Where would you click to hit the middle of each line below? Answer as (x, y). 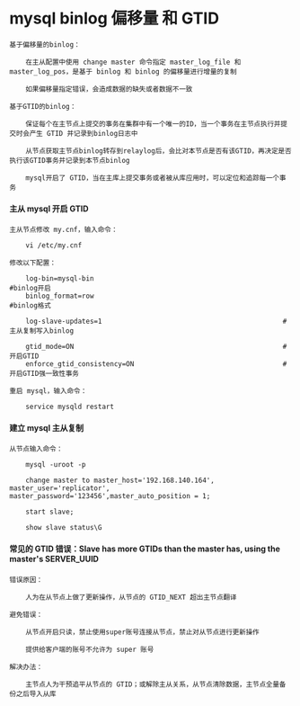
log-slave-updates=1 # (156, 322)
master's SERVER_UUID (54, 559)
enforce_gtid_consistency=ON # (156, 364)
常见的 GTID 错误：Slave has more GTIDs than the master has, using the (145, 549)
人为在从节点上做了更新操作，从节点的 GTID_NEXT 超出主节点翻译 (131, 597)
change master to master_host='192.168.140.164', (120, 481)
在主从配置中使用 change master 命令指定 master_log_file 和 (133, 62)
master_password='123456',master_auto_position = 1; (110, 496)
